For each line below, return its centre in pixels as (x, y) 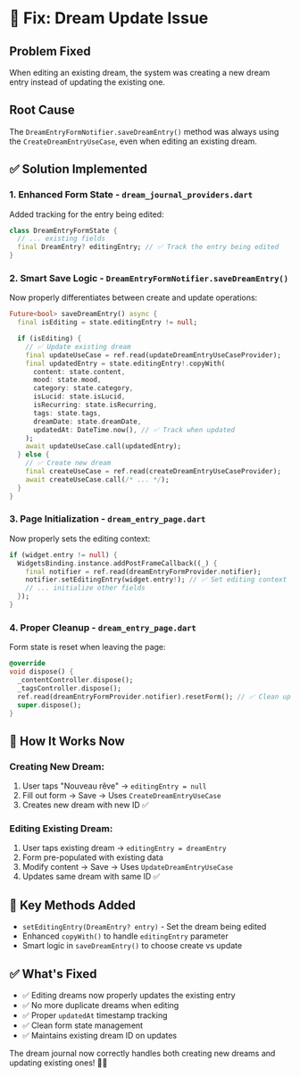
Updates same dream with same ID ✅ (91, 877)
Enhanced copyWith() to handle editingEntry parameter (125, 936)
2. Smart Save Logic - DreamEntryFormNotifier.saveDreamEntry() (149, 278)
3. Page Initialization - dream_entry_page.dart (108, 519)
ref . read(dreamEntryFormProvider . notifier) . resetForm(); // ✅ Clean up (154, 697)
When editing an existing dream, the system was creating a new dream (140, 72)
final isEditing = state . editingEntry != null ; (108, 322)
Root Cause (42, 110)
